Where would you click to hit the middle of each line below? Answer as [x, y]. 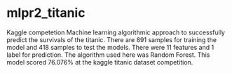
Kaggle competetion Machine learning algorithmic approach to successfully [116, 32]
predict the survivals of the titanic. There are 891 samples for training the [112, 39]
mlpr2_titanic [46, 13]
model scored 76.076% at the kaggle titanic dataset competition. [100, 62]
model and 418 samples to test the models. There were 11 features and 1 [110, 47]
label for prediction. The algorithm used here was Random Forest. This [108, 55]
